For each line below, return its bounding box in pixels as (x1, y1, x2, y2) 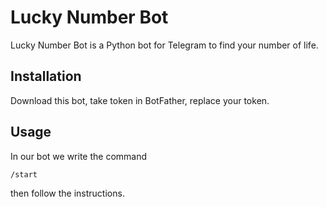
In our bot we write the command (10, 150, 148, 162)
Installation (10, 68, 82, 85)
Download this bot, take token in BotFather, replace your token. (10, 94, 270, 106)
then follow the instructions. (10, 187, 125, 200)
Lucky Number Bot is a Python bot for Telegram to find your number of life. (10, 39, 319, 51)
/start (10, 169, 38, 180)
